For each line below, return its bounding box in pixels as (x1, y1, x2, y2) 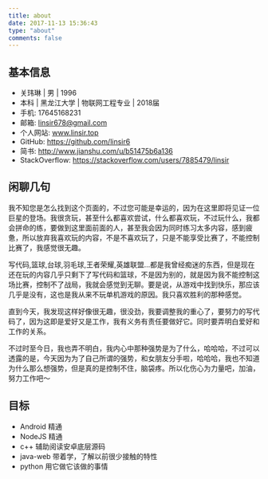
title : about (8, 11, 52, 20)
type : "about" (8, 26, 56, 34)
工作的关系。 (8, 326, 50, 336)
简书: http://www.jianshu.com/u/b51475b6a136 (19, 147, 174, 156)
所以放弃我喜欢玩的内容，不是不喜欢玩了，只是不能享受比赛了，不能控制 (22, 233, 260, 242)
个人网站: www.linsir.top (19, 128, 99, 138)
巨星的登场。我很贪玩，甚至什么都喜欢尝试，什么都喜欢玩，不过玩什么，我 (8, 213, 253, 222)
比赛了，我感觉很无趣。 (8, 242, 85, 252)
